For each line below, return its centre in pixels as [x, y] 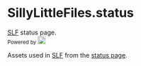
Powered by [22, 42]
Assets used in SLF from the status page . [67, 55]
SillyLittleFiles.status [71, 13]
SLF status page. [32, 32]
